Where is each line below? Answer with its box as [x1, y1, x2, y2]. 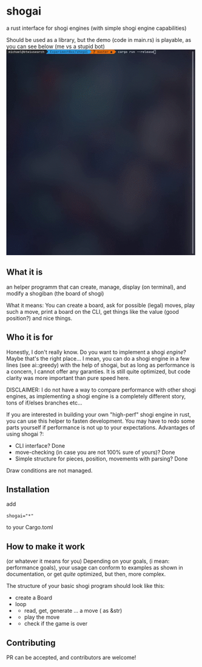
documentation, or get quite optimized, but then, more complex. [6, 571, 166, 578]
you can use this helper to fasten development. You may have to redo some [6, 417, 195, 425]
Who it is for [6, 332, 53, 342]
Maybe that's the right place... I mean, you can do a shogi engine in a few [6, 355, 190, 362]
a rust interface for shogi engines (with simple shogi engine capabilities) [6, 24, 187, 32]
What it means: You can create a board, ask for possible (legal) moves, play [6, 302, 195, 309]
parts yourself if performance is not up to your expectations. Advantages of [6, 423, 195, 431]
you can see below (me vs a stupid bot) [6, 43, 105, 50]
